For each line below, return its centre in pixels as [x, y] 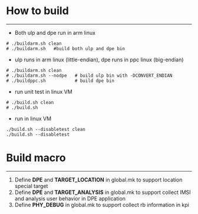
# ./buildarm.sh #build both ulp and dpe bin [66, 48]
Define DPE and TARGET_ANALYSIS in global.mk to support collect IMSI [103, 192]
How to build [37, 11]
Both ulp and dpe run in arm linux [55, 32]
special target [31, 186]
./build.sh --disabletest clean [46, 129]
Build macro [36, 158]
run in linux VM [33, 118]
